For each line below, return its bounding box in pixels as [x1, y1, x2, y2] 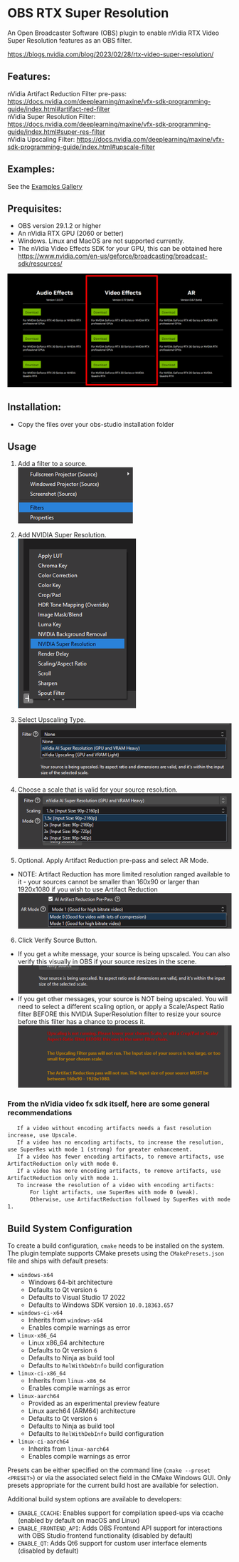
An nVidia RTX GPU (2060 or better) [17, 229, 124, 238]
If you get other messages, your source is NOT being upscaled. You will [17, 994, 228, 1003]
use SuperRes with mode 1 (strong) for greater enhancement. [7, 1146, 193, 1154]
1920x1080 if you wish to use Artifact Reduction [17, 885, 158, 894]
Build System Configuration [7, 1222, 133, 1234]
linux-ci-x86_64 [17, 1370, 66, 1377]
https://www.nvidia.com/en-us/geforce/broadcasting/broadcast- [17, 252, 208, 261]
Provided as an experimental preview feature [28, 1399, 160, 1407]
